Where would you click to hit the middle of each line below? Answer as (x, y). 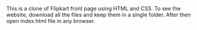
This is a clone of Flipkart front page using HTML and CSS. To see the (93, 9)
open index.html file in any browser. (51, 21)
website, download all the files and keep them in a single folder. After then (98, 15)
